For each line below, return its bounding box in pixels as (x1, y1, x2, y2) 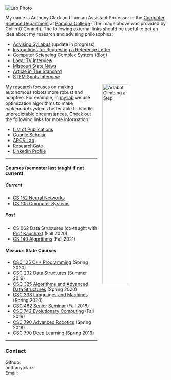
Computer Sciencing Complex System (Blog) (12, 52, 108, 58)
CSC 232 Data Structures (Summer (12, 270, 87, 276)
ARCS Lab (12, 137, 34, 143)
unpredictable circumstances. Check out (5, 111, 91, 117)
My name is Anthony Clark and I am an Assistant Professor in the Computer (5, 15, 165, 21)
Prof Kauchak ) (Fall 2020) (12, 230, 68, 236)
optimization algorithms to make (5, 100, 73, 106)
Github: (5, 359, 21, 365)
